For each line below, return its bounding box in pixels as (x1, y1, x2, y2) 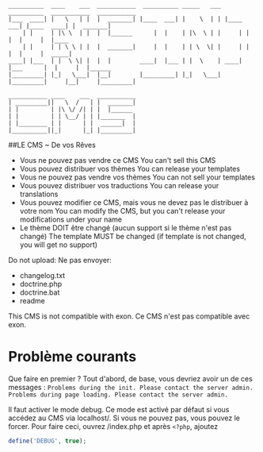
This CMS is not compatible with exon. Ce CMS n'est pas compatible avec (8, 311, 250, 321)
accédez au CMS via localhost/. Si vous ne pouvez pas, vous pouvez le (8, 413, 240, 423)
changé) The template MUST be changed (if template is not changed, (19, 232, 247, 241)
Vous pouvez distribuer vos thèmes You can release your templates (19, 164, 240, 173)
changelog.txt (19, 271, 66, 280)
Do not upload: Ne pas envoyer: (8, 256, 112, 265)
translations (19, 189, 59, 199)
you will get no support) (19, 240, 97, 249)
